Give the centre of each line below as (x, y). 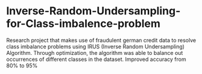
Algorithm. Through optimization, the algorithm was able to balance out (95, 53)
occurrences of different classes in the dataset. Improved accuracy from (96, 59)
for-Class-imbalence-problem (84, 24)
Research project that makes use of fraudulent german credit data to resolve (101, 40)
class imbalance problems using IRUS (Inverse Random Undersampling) (96, 47)
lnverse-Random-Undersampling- (93, 11)
